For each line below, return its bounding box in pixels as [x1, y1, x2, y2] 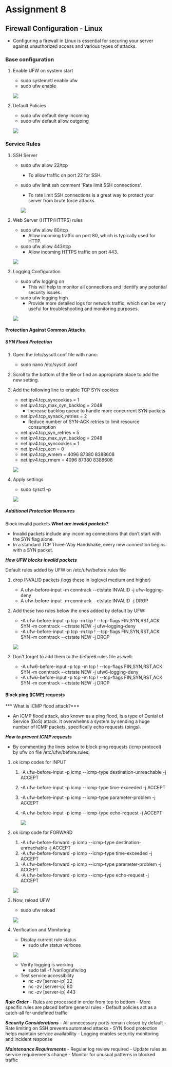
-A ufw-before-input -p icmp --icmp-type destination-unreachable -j [20, 769, 166, 775]
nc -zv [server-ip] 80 [28, 983, 73, 989]
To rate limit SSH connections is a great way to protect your [28, 192, 154, 198]
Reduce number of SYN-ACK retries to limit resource [28, 418, 140, 425]
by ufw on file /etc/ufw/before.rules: [12, 749, 90, 755]
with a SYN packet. [12, 547, 53, 553]
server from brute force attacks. [28, 197, 96, 203]
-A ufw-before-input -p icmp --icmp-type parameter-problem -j [20, 794, 156, 801]
